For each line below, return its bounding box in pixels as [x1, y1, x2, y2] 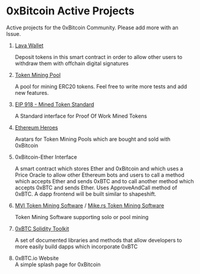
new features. [14, 89, 49, 96]
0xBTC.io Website [14, 254, 59, 261]
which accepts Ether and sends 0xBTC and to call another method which [14, 177, 194, 184]
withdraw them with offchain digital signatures [14, 60, 129, 67]
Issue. [6, 30, 21, 37]
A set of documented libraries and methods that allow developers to [14, 236, 182, 244]
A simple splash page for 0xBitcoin [14, 261, 101, 268]
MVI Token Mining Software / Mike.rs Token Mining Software [14, 202, 164, 209]
